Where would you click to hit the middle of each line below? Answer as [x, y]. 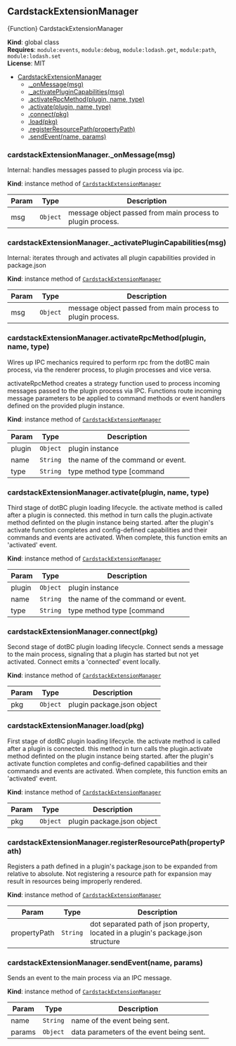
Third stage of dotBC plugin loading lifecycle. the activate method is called [115, 508]
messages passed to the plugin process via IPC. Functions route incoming [114, 391]
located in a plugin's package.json [146, 932]
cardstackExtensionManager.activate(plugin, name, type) [108, 492]
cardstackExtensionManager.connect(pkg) [83, 632]
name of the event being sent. [120, 1021]
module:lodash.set [34, 56]
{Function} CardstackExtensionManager [65, 28]
